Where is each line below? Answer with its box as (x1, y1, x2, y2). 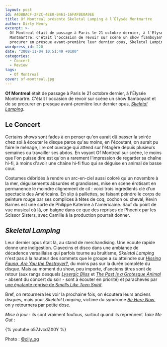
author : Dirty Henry (5, 21, 48, 26)
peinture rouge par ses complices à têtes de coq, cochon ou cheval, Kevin (5, 196, 158, 202)
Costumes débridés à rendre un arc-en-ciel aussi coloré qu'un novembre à (5, 175, 159, 181)
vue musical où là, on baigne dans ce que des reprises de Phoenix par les (5, 207, 157, 213)
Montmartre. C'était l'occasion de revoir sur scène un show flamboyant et (5, 95, 156, 101)
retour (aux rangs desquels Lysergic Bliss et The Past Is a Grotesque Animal (5, 271, 161, 277)
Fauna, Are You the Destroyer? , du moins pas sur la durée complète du (5, 260, 151, 266)
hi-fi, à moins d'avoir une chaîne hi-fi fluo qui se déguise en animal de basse (5, 160, 162, 166)
